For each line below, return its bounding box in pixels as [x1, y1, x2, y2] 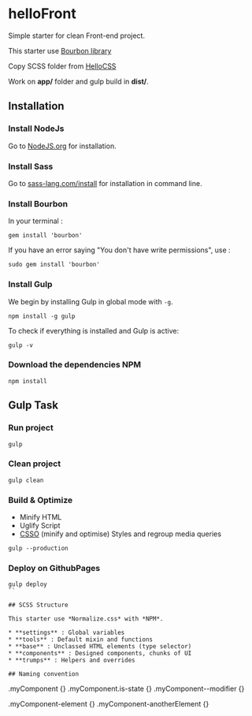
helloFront [8, 5, 76, 23]
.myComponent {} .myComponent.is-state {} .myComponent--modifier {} [8, 684, 245, 694]
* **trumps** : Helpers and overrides [8, 656, 135, 665]
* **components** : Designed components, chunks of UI [8, 650, 192, 658]
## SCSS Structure [8, 601, 69, 610]
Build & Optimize [8, 494, 73, 505]
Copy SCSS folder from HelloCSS [8, 61, 117, 71]
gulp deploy [8, 580, 47, 588]
